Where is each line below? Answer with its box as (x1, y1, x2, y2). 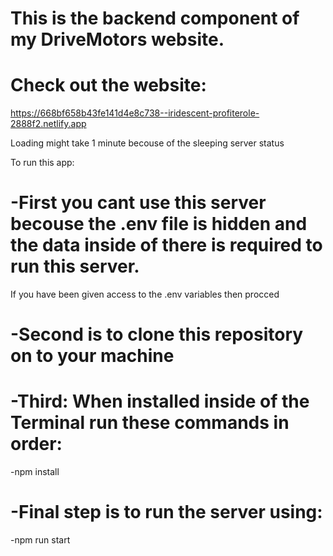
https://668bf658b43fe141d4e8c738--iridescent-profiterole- (10, 107, 260, 119)
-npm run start (10, 534, 71, 546)
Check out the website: (10, 74, 207, 97)
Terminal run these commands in (10, 412, 290, 434)
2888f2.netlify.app (10, 118, 87, 130)
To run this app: (10, 157, 75, 169)
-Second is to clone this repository (10, 323, 304, 346)
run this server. (10, 255, 140, 278)
